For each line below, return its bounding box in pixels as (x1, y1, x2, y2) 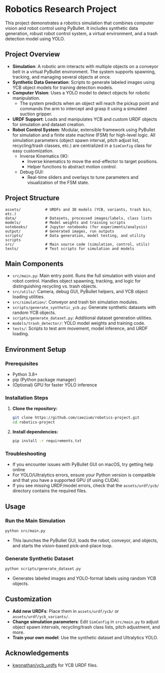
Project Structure (5, 194, 60, 202)
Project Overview (5, 50, 60, 59)
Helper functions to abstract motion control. (27, 163, 117, 169)
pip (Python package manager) (12, 376, 77, 383)
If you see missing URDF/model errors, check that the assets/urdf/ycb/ (12, 483, 160, 489)
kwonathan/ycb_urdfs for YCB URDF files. (12, 662, 98, 668)
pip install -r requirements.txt (12, 439, 82, 444)
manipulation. (12, 95, 41, 101)
